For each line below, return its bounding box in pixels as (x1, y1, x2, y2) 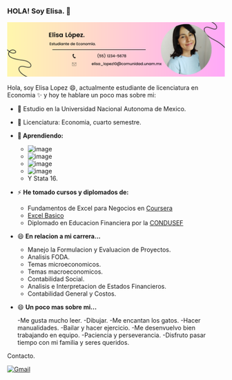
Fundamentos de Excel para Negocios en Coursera (27, 204, 173, 213)
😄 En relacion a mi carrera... (17, 232, 101, 240)
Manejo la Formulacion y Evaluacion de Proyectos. (27, 245, 171, 254)
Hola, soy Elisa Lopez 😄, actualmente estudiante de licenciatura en (7, 84, 199, 92)
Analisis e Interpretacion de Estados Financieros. (27, 283, 167, 291)
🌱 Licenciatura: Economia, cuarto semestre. (17, 118, 142, 126)
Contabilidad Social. (27, 275, 85, 283)
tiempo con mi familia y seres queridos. (17, 339, 130, 347)
